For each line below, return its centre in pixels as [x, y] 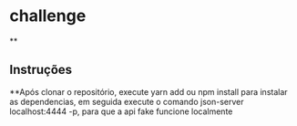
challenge [48, 16]
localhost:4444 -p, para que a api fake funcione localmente [121, 111]
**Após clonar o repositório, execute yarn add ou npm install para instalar [149, 91]
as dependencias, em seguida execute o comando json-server [127, 101]
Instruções [41, 70]
